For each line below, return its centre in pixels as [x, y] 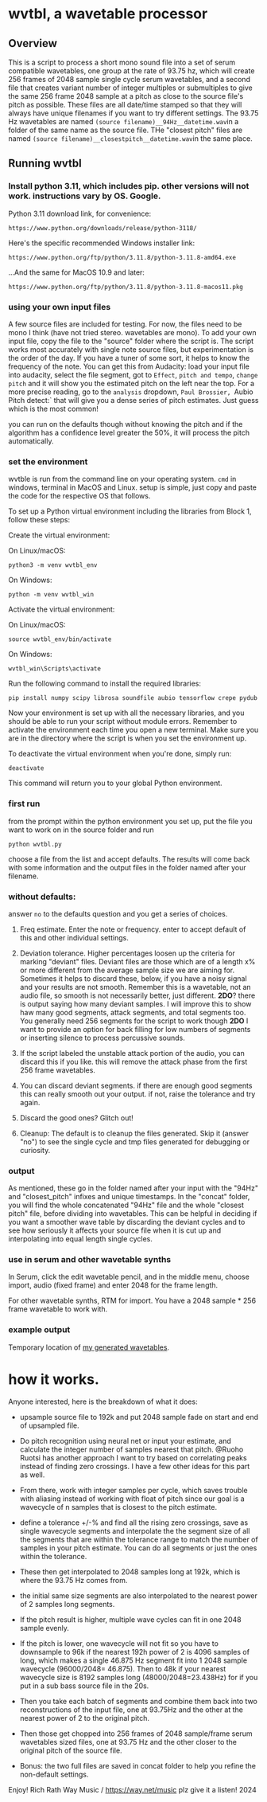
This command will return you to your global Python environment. [115, 783]
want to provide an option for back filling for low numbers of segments [135, 1029]
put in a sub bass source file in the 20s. [84, 1686]
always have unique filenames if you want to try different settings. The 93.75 [133, 113]
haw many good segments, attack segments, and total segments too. [133, 1012]
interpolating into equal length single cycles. [81, 1239]
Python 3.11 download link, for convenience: [80, 213]
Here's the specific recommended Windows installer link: [102, 243]
